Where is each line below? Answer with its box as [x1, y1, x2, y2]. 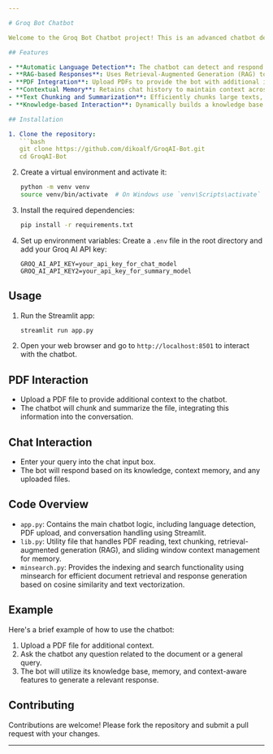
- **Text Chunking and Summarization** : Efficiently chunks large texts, [8, 93, 264, 101]
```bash [19, 137, 45, 146]
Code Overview [8, 498, 89, 511]
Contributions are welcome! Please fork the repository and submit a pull [8, 720, 249, 730]
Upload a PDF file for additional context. [19, 640, 154, 650]
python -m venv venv [19, 183, 90, 192]
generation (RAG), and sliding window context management [60, 545, 260, 554]
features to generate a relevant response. [19, 674, 159, 684]
